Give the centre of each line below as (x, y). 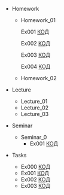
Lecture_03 (35, 114)
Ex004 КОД (36, 66)
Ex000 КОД (36, 167)
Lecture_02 (35, 108)
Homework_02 (39, 78)
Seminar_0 (34, 137)
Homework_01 (38, 20)
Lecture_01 (34, 101)
